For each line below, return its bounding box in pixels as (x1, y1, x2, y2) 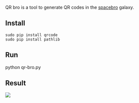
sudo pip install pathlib (5, 37, 60, 42)
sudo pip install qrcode (5, 32, 58, 38)
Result (5, 79, 26, 88)
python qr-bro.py (5, 64, 41, 70)
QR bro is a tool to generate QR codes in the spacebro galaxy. (5, 5, 134, 10)
